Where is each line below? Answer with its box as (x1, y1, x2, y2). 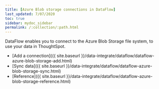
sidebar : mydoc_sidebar (5, 20, 53, 26)
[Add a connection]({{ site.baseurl (12, 53, 80, 59)
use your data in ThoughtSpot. (5, 44, 66, 49)
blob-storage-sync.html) (12, 68, 61, 74)
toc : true (5, 16, 25, 21)
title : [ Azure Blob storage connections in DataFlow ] (5, 7, 116, 12)
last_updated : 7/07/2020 (5, 12, 55, 16)
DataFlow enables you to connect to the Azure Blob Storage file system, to (5, 38, 154, 44)
